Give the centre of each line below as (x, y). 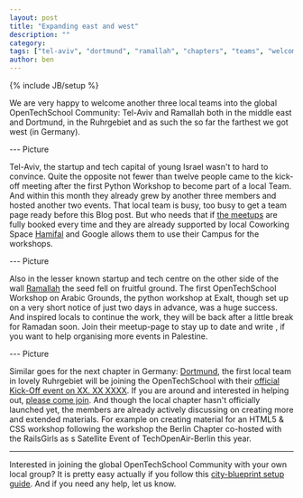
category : (28, 43)
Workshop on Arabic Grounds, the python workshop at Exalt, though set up (149, 298)
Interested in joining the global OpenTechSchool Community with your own (148, 465)
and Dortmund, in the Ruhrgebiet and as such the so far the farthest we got (149, 122)
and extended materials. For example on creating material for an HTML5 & (147, 419)
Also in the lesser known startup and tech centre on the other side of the (144, 278)
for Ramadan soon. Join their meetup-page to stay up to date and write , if (147, 327)
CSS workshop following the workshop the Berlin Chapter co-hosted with (146, 429)
